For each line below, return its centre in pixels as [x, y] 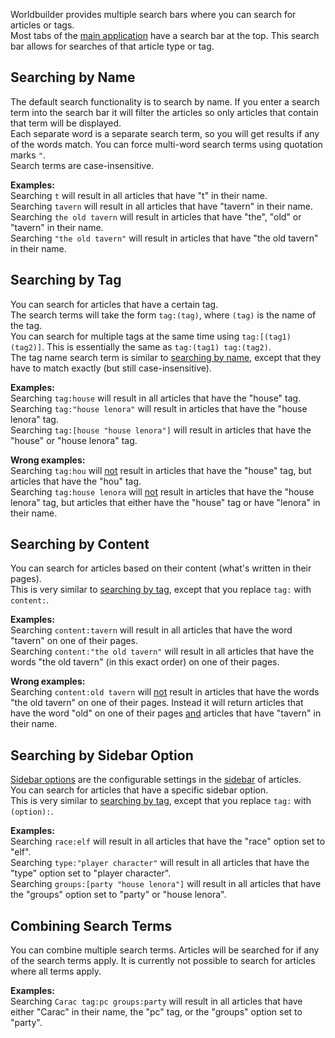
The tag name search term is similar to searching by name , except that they [166, 357]
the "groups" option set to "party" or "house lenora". [118, 895]
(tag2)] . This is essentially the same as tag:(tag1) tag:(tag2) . [141, 346]
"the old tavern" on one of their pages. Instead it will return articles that [157, 703]
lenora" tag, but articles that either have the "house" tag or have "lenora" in [165, 502]
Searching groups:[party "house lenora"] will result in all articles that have [166, 884]
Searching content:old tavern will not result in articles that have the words [165, 692]
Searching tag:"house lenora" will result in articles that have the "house [159, 408]
